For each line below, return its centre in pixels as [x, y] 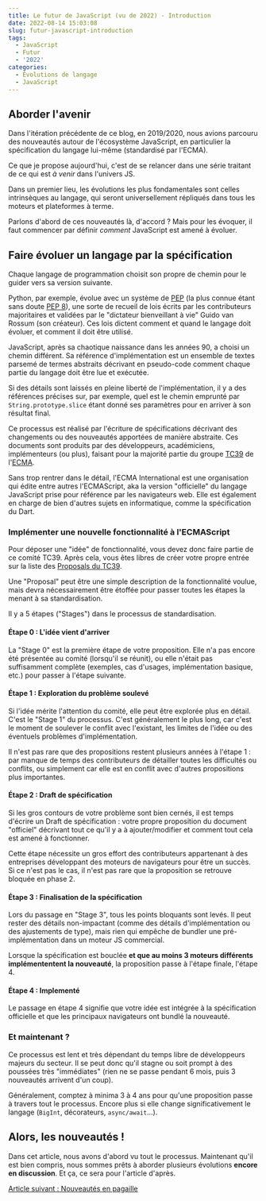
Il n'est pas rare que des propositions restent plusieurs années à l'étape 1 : [130, 751]
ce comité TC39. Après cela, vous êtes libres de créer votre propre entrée [129, 558]
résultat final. [30, 413]
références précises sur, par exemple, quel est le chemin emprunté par [124, 396]
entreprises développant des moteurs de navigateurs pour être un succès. [130, 862]
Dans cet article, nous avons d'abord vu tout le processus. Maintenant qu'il [131, 1156]
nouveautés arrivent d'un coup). [61, 1079]
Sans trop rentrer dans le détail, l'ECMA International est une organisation [128, 478]
